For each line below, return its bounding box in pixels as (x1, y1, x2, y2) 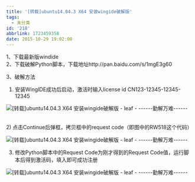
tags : (6, 14, 19, 20)
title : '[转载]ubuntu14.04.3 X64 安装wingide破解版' (6, 8, 132, 15)
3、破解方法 (6, 74, 35, 80)
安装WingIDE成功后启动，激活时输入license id (14, 86, 126, 92)
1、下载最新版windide (6, 53, 59, 60)
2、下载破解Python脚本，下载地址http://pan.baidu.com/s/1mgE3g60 (6, 60, 173, 68)
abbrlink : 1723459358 (6, 31, 60, 37)
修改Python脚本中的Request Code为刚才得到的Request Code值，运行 (14, 149, 184, 156)
